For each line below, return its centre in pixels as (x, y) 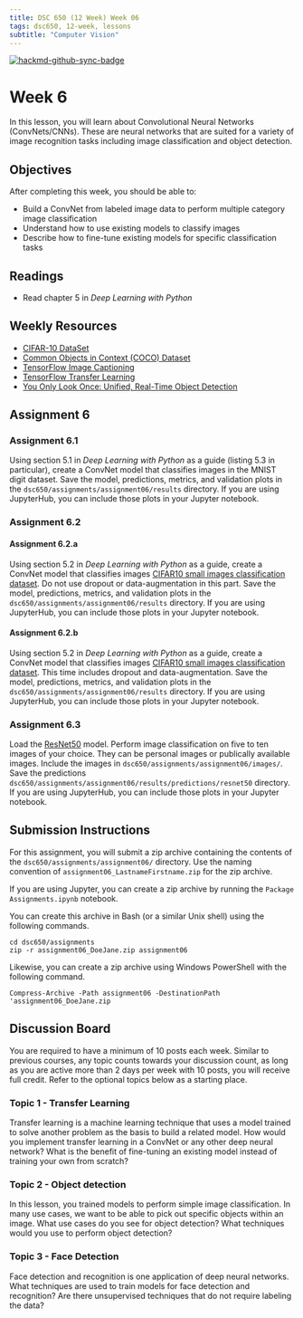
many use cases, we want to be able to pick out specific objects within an (147, 1214)
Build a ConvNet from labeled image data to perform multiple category (154, 209)
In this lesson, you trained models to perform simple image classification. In (150, 1204)
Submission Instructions (80, 831)
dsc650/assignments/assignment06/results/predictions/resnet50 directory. (150, 783)
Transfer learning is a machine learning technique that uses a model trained (150, 1122)
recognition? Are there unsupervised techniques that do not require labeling (151, 1295)
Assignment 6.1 (44, 441)
